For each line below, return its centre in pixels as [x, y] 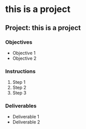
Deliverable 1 [26, 117]
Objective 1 [24, 53]
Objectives [19, 42]
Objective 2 [24, 58]
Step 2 [19, 88]
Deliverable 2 [26, 122]
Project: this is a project [43, 28]
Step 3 [19, 93]
